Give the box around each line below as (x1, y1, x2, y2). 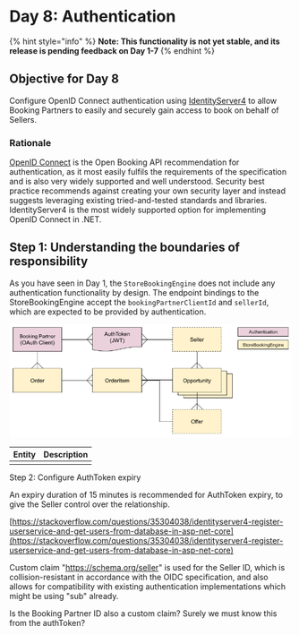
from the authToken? (9, 618, 86, 629)
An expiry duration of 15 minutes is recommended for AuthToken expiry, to (9, 490, 284, 501)
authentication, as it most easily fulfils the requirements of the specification (9, 167, 287, 177)
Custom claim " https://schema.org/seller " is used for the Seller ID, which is (9, 562, 286, 573)
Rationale (9, 136, 52, 149)
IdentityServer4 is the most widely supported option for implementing (9, 204, 267, 216)
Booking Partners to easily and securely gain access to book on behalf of (9, 105, 279, 116)
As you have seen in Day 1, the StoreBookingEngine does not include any (9, 278, 276, 288)
